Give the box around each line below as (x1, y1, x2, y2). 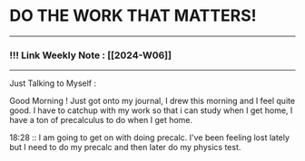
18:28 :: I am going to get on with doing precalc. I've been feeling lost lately (9, 132, 290, 143)
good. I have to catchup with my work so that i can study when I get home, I (9, 105, 293, 116)
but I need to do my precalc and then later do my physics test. (9, 142, 241, 153)
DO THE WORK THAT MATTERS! (9, 5, 257, 26)
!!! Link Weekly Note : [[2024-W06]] (9, 49, 172, 62)
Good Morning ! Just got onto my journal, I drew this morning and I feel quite (9, 96, 296, 107)
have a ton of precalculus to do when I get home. (9, 115, 193, 126)
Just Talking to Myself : (9, 78, 97, 89)
